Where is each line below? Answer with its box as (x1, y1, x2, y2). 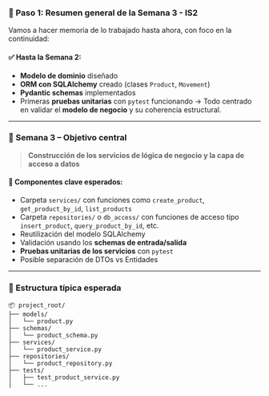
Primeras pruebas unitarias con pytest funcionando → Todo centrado (19, 96, 252, 106)
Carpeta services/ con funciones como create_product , (19, 196, 206, 204)
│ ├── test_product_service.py (8, 374, 120, 382)
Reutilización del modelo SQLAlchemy (19, 229, 146, 239)
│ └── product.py (8, 317, 74, 325)
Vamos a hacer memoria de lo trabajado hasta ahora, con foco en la (8, 26, 232, 35)
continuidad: (8, 34, 50, 43)
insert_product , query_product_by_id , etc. (19, 220, 159, 230)
